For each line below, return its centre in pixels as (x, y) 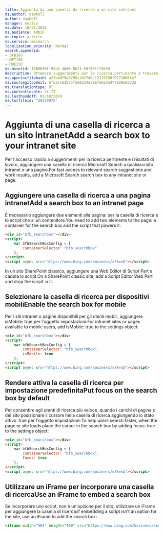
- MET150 (14, 60)
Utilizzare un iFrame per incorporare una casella (80, 487)
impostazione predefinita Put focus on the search (81, 391)
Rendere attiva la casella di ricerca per (64, 383)
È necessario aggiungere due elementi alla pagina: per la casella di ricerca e (82, 215)
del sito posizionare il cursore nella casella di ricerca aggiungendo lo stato (80, 415)
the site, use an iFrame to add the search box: (51, 517)
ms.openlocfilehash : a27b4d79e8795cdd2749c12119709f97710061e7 (71, 78)
